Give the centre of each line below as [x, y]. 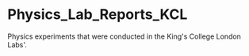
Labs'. [17, 44]
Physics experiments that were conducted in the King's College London [124, 36]
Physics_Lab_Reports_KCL [98, 15]
